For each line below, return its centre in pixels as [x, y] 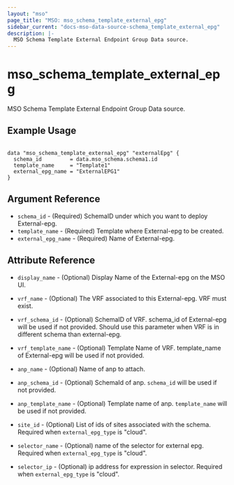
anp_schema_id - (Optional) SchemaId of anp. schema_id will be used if [117, 382]
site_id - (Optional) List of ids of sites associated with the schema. [114, 424]
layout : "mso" [28, 14]
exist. [25, 306]
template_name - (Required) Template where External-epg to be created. [120, 231]
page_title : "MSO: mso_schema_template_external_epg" [87, 20]
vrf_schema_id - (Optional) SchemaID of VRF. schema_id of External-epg [122, 319]
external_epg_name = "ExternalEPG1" [67, 171]
